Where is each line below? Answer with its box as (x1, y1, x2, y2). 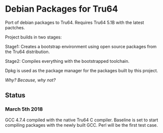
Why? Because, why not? (5, 77, 56, 83)
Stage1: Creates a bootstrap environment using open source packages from (5, 43, 157, 49)
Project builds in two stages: (5, 34, 62, 40)
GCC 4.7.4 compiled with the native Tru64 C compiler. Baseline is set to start (5, 117, 158, 123)
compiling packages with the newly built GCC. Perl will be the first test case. (5, 122, 158, 128)
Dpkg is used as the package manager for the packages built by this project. (5, 67, 158, 74)
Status (5, 91, 26, 99)
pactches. (5, 24, 25, 30)
